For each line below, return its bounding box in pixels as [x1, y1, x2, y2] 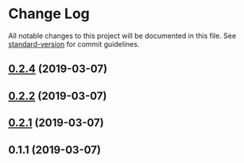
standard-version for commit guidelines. [8, 39, 140, 48]
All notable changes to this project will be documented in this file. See [8, 31, 237, 40]
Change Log [8, 5, 90, 23]
